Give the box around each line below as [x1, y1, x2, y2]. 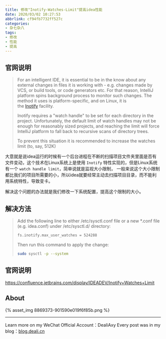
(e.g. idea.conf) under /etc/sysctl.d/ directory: [17, 223, 111, 229]
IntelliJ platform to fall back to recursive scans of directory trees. [17, 128, 149, 134]
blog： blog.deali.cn [5, 328, 45, 334]
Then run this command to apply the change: [17, 242, 109, 248]
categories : [5, 21, 30, 26]
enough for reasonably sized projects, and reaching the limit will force [17, 123, 160, 129]
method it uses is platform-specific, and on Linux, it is [17, 98, 127, 104]
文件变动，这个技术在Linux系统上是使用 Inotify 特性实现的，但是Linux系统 [5, 160, 158, 166]
